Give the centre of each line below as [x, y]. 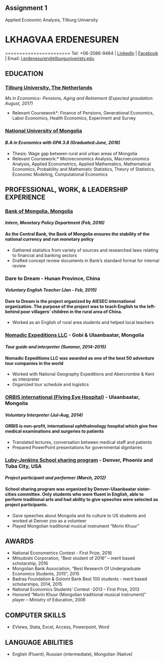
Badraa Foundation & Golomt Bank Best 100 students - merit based [80, 579]
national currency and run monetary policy [49, 239]
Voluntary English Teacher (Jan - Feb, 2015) [51, 290]
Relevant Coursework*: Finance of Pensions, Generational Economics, [83, 113]
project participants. [26, 504]
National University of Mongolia [44, 131]
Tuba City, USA [23, 466]
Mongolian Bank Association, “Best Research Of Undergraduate [76, 569]
